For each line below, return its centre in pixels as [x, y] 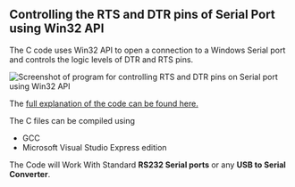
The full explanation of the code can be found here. [104, 103]
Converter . [30, 174]
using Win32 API [57, 29]
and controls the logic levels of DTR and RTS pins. [101, 59]
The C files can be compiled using [72, 120]
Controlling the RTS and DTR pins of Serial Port [142, 15]
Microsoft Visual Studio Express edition [94, 147]
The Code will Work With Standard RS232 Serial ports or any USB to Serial [147, 165]
